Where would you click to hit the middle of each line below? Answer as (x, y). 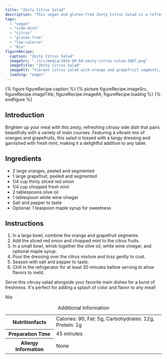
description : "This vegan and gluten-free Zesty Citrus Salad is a (77, 14)
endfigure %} (19, 99)
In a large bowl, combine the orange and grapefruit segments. (76, 235)
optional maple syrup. (35, 251)
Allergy (30, 343)
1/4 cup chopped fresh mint (41, 186)
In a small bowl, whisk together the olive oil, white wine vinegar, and (82, 246)
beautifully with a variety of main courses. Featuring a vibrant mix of (75, 132)
